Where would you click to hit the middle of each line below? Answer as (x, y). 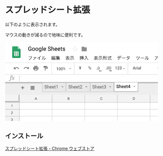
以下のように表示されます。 (33, 24)
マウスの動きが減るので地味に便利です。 (45, 35)
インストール (24, 136)
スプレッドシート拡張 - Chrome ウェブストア (50, 149)
